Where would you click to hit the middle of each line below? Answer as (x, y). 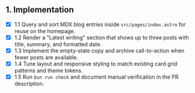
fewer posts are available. (46, 57)
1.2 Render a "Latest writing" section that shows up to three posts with (101, 37)
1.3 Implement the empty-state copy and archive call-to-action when (99, 50)
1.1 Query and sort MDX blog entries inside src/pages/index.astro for (100, 24)
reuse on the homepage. (45, 31)
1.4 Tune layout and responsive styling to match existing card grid (96, 64)
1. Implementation (40, 10)
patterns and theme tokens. (48, 71)
